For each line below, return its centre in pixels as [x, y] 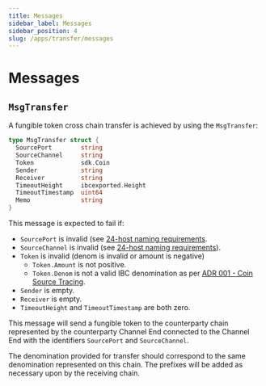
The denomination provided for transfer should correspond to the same [127, 356]
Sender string [59, 170]
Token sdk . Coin [63, 162]
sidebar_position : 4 [43, 31]
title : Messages [36, 16]
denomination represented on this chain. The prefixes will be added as [126, 365]
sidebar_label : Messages [50, 23]
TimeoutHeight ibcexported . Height [81, 185]
